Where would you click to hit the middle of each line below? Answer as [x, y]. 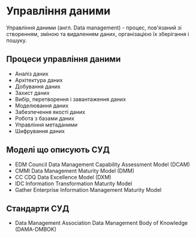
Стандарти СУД [38, 208]
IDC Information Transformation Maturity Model [73, 183]
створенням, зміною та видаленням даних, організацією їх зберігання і [98, 34]
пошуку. [16, 40]
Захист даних [32, 93]
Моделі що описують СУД [58, 150]
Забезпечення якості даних [50, 112]
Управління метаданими [46, 125]
